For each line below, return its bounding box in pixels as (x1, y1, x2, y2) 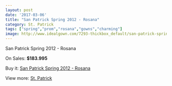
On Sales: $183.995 (5, 55, 48, 61)
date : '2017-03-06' (5, 12, 47, 17)
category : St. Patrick (5, 21, 54, 27)
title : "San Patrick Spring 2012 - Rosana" (5, 17, 100, 22)
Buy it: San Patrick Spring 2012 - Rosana (5, 65, 91, 71)
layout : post (5, 7, 33, 13)
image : (5, 31, 19, 36)
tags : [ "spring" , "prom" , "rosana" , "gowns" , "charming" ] (5, 27, 123, 32)
